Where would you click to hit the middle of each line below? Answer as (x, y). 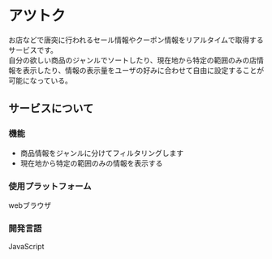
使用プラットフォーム (50, 186)
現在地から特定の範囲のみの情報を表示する (91, 163)
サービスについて (51, 108)
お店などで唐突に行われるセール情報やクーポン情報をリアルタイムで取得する (136, 40)
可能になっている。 (41, 80)
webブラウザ (30, 205)
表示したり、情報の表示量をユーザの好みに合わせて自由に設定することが (143, 70)
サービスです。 (33, 50)
